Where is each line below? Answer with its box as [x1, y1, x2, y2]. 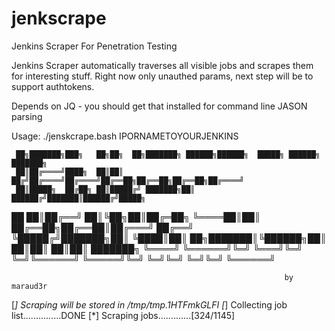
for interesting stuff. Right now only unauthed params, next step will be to [11, 70, 314, 82]
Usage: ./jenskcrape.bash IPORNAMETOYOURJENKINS [11, 130, 239, 142]
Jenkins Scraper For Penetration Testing [11, 40, 178, 52]
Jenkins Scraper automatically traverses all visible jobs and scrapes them [11, 59, 314, 71]
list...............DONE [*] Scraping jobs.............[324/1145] [11, 309, 236, 321]
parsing [11, 110, 43, 122]
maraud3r [11, 281, 48, 291]
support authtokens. [11, 80, 95, 92]
